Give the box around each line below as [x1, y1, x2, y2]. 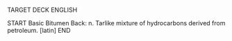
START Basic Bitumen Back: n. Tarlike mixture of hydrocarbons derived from [7, 19, 226, 27]
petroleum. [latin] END [7, 27, 71, 34]
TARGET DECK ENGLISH [7, 6, 78, 14]
